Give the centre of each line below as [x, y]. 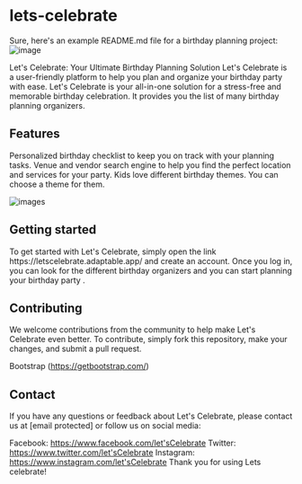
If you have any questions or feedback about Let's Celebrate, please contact [151, 416]
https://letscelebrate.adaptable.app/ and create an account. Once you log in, [151, 260]
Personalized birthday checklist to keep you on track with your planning [142, 155]
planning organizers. [47, 105]
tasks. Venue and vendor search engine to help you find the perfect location [150, 165]
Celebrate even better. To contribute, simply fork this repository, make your [148, 339]
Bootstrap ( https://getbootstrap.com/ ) [80, 366]
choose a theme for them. [57, 184]
